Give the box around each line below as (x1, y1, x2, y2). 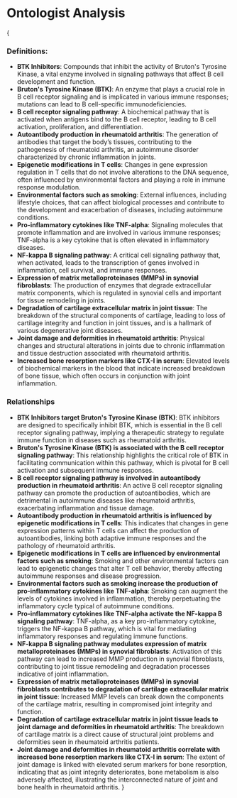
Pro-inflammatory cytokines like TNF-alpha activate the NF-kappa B (16, 609, 223, 618)
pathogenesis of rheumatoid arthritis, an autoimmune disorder (16, 146, 199, 154)
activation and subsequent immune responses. (16, 466, 154, 474)
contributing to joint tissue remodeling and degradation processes (16, 662, 211, 670)
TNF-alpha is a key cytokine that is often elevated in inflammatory (16, 236, 210, 244)
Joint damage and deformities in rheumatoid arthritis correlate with (16, 745, 221, 753)
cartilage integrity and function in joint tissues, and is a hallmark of (16, 319, 212, 327)
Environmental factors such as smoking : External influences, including (16, 190, 227, 199)
